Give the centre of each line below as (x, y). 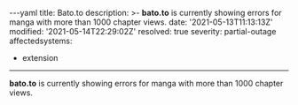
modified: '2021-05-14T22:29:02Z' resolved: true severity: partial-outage (143, 31)
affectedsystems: (41, 41)
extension (40, 58)
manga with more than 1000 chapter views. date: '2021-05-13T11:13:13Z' (141, 22)
